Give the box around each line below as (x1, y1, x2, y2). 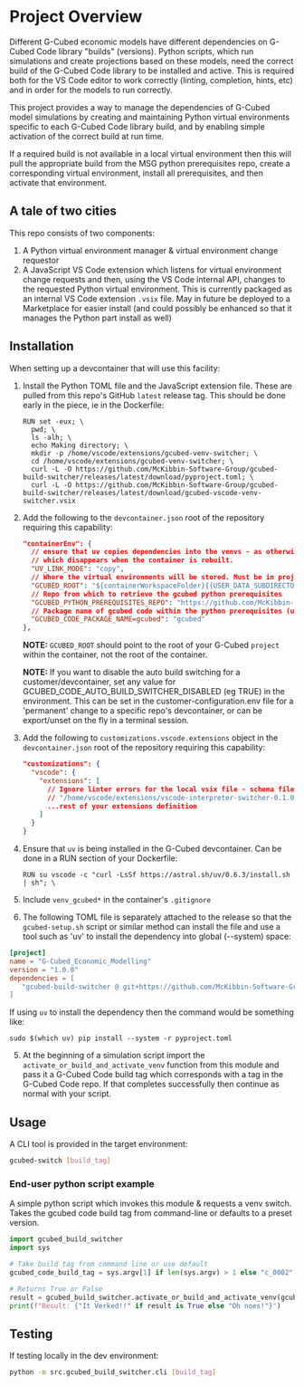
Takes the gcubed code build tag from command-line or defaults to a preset (9, 1208, 292, 1219)
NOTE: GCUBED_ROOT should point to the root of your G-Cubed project (22, 640, 280, 651)
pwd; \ (31, 425, 56, 434)
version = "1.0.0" (9, 965, 79, 974)
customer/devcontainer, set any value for (22, 676, 176, 687)
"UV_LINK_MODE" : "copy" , (31, 564, 125, 574)
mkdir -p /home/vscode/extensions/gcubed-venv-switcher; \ (31, 448, 259, 458)
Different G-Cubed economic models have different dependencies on (9, 36, 269, 47)
